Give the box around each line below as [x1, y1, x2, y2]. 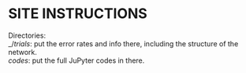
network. [8, 47, 38, 57]
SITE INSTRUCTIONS [8, 5, 147, 23]
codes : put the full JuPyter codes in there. [8, 56, 145, 65]
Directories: [8, 31, 46, 40]
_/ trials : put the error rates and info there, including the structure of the [8, 38, 239, 48]
